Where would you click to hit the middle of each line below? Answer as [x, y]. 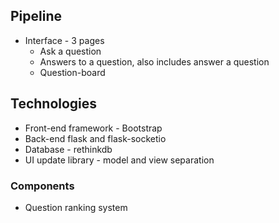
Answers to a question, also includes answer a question [154, 61]
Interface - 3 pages [64, 40]
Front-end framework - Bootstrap [93, 128]
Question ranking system [76, 207]
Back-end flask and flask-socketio [95, 138]
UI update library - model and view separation [119, 160]
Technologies [54, 104]
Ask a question [70, 51]
